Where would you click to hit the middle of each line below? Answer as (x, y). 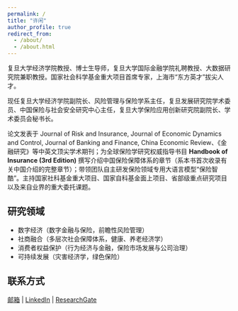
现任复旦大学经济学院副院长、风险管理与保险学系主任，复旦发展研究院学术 (116, 101)
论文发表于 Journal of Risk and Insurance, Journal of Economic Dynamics (114, 133)
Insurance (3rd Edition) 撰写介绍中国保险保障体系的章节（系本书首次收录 (114, 160)
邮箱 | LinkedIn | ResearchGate (52, 300)
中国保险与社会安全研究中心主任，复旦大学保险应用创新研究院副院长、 (122, 110)
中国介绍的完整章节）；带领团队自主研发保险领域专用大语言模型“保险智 (115, 169)
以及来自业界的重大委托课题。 (51, 187)
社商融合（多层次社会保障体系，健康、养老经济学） (92, 239)
